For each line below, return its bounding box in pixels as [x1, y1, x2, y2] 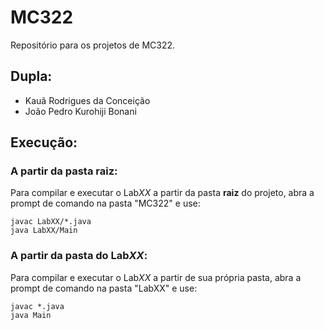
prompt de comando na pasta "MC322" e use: [10, 197, 201, 210]
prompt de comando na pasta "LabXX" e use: [10, 282, 198, 294]
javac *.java [10, 301, 65, 311]
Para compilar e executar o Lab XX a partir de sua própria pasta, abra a [10, 271, 302, 283]
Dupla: [10, 68, 53, 85]
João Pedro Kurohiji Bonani [24, 105, 137, 117]
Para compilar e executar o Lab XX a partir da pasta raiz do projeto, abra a [10, 187, 315, 199]
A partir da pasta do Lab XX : [10, 249, 148, 263]
